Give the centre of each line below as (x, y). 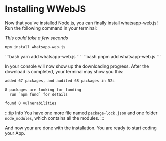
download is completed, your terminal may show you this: (64, 71)
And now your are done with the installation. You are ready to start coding (81, 128)
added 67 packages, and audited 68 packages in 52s (60, 81)
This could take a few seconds (37, 38)
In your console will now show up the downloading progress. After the (77, 66)
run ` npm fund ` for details (39, 94)
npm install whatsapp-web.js (35, 47)
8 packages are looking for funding (43, 90)
